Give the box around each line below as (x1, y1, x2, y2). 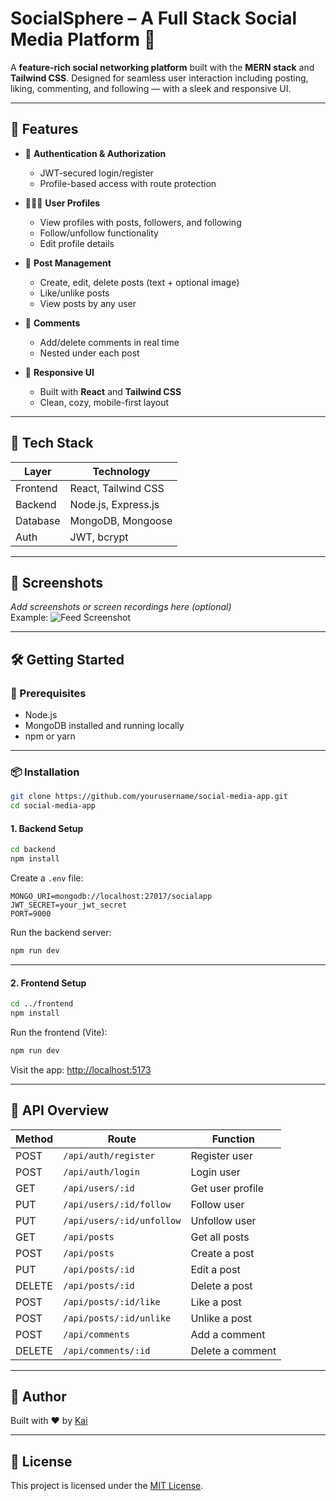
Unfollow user (190, 1213, 257, 1227)
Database (15, 513, 61, 527)
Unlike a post (190, 1311, 252, 1325)
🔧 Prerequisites (10, 686, 87, 700)
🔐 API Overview (10, 1102, 110, 1119)
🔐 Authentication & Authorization (24, 147, 167, 159)
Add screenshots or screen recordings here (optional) (10, 601, 232, 613)
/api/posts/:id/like (63, 1296, 161, 1307)
